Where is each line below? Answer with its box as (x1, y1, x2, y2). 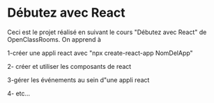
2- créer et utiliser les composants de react (7, 62, 132, 70)
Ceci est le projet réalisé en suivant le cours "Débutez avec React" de (7, 28, 207, 36)
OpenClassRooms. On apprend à (7, 35, 101, 43)
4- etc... (7, 89, 31, 97)
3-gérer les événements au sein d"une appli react (7, 75, 150, 84)
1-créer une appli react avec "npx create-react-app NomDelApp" (7, 49, 193, 57)
